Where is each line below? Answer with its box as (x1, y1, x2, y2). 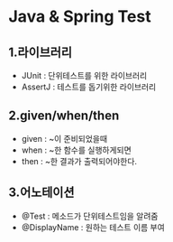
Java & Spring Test (8, 6, 151, 27)
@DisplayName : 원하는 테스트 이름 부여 (21, 221, 166, 232)
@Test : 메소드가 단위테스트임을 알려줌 (21, 210, 159, 221)
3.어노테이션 (8, 185, 75, 200)
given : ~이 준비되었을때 (21, 133, 108, 144)
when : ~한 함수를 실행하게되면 (21, 144, 132, 155)
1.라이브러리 (8, 44, 73, 60)
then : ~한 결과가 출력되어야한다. (21, 155, 137, 166)
